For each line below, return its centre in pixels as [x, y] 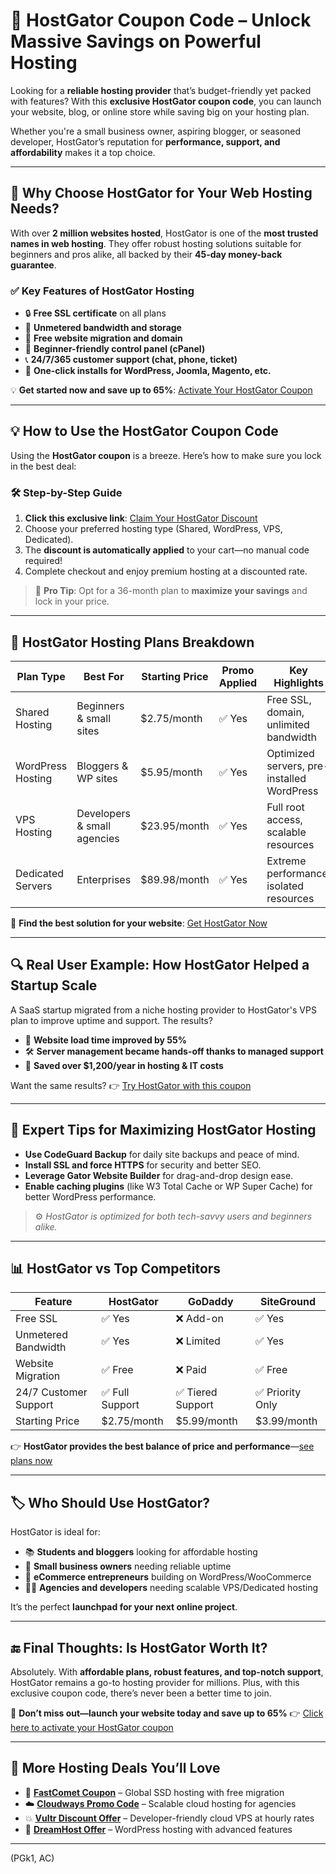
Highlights [298, 682]
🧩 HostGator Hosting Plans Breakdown [132, 642]
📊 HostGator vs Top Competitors [116, 1268]
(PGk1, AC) [32, 1858]
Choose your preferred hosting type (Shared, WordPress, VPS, [153, 529]
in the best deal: [43, 466]
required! [43, 561]
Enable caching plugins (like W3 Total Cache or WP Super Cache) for [168, 1186]
